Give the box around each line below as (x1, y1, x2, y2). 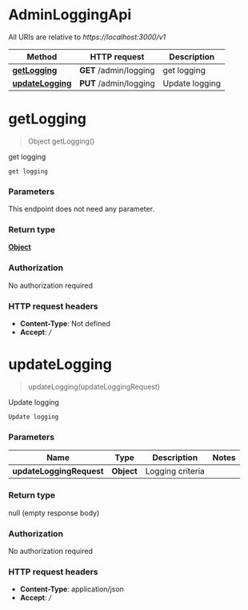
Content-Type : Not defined (19, 319, 110, 329)
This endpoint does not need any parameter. (8, 204, 154, 214)
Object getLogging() (27, 136, 95, 146)
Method (26, 50, 58, 62)
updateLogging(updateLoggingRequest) (27, 382, 161, 391)
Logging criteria (145, 466, 206, 477)
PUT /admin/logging (79, 78, 156, 89)
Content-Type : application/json (19, 584, 124, 594)
